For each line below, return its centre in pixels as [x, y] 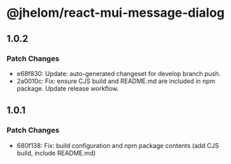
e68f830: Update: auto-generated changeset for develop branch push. [119, 73]
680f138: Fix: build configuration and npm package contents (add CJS [118, 145]
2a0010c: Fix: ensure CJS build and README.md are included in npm [116, 81]
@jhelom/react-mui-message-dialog [115, 13]
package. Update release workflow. [68, 88]
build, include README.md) [56, 153]
